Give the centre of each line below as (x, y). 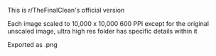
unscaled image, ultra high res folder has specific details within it (102, 31)
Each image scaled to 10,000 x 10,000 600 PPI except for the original (108, 23)
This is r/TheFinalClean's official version (66, 10)
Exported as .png (33, 44)
